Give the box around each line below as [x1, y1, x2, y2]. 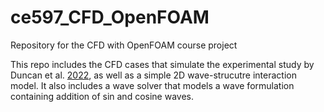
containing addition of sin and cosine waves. [10, 90, 194, 102]
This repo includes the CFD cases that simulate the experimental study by [10, 58, 315, 70]
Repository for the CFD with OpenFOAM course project [10, 39, 238, 51]
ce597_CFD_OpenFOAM [10, 6, 210, 29]
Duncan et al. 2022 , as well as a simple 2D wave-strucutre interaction [10, 69, 297, 81]
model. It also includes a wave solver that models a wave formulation [10, 79, 295, 91]
